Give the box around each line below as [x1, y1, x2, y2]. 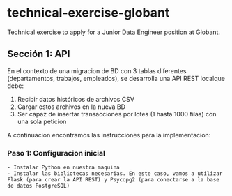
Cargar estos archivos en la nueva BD [17, 103, 126, 111]
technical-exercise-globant [7, 5, 170, 21]
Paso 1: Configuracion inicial [7, 148, 106, 158]
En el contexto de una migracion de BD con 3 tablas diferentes [7, 66, 187, 75]
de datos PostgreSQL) [7, 183, 70, 190]
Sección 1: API [7, 48, 70, 60]
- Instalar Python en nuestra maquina [7, 164, 120, 172]
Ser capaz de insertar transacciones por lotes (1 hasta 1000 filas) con [17, 110, 217, 118]
